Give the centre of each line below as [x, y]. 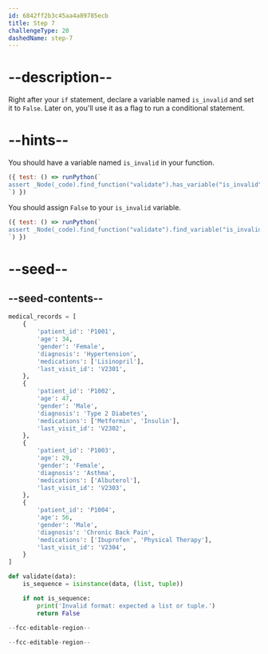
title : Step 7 [32, 23]
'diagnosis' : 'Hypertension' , [87, 354]
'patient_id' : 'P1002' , [76, 391]
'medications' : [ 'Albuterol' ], [89, 481]
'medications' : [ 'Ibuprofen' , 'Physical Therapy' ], [125, 540]
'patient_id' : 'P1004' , [76, 510]
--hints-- [39, 140]
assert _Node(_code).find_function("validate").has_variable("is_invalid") [137, 185]
